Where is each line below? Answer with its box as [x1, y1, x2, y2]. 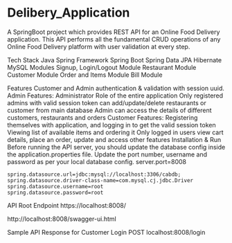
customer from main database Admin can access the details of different [7, 106, 213, 114]
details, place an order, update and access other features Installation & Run [7, 135, 222, 143]
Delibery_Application [7, 5, 130, 21]
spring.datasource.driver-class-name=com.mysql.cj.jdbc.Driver [7, 177, 194, 184]
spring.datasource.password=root [7, 189, 104, 196]
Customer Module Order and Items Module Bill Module [7, 71, 163, 79]
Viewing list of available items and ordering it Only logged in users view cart [7, 128, 224, 136]
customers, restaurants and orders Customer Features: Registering [7, 113, 198, 122]
